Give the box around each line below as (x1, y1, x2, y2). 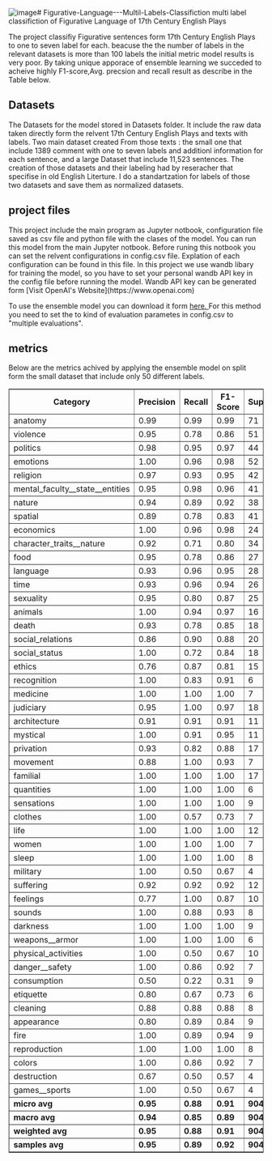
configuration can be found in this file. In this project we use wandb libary (8, 259, 254, 269)
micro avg (13, 1098, 53, 1109)
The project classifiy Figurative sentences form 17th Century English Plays (8, 32, 256, 41)
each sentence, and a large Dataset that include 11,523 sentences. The (8, 154, 244, 164)
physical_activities (13, 948, 83, 959)
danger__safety (13, 962, 72, 973)
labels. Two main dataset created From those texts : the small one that (8, 137, 242, 147)
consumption (13, 976, 64, 987)
